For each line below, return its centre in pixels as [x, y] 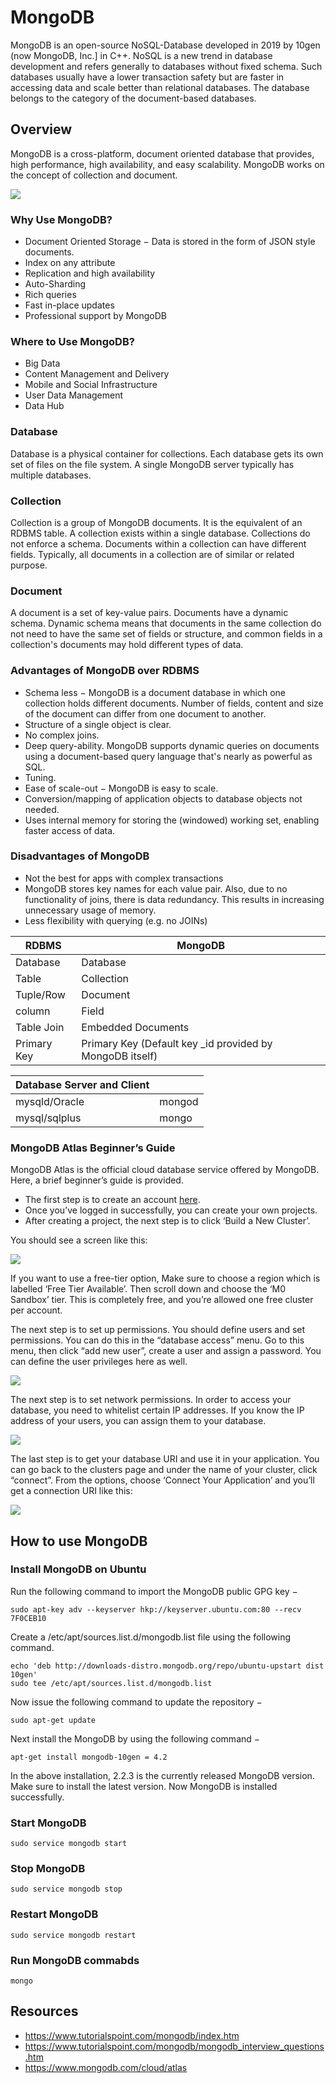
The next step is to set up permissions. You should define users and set [158, 1330]
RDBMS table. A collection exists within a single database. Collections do [160, 533]
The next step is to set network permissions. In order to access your [151, 1400]
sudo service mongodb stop [66, 1889]
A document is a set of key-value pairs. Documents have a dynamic [149, 613]
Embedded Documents [135, 1027]
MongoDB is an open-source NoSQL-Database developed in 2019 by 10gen [165, 45]
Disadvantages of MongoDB [80, 856]
